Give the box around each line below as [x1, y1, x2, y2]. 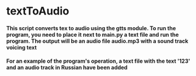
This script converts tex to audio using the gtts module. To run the [6, 24, 176, 31]
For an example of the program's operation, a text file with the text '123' [6, 57, 191, 65]
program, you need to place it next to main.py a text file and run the [6, 31, 179, 38]
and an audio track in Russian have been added [6, 64, 128, 71]
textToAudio [6, 4, 70, 18]
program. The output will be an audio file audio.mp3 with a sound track [6, 37, 189, 45]
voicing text [6, 43, 37, 51]
